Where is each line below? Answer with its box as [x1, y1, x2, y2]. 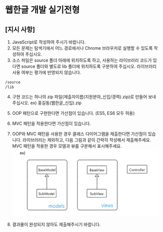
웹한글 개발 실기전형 [5, 4, 80, 16]
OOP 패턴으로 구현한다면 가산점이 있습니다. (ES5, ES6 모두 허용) [12, 110, 135, 116]
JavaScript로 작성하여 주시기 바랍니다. [12, 39, 86, 45]
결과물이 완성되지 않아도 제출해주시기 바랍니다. [12, 221, 101, 227]
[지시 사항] [5, 25, 36, 34]
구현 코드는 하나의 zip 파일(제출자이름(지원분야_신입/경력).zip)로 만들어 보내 [12, 94, 157, 100]
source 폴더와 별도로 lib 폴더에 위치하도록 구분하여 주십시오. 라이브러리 [21, 64, 157, 69]
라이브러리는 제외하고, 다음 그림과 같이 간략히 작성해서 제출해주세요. [22, 137, 151, 143]
